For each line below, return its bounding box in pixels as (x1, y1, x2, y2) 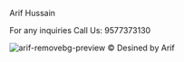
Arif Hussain (9, 8, 56, 18)
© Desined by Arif (107, 42, 175, 53)
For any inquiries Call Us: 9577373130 (9, 25, 151, 35)
